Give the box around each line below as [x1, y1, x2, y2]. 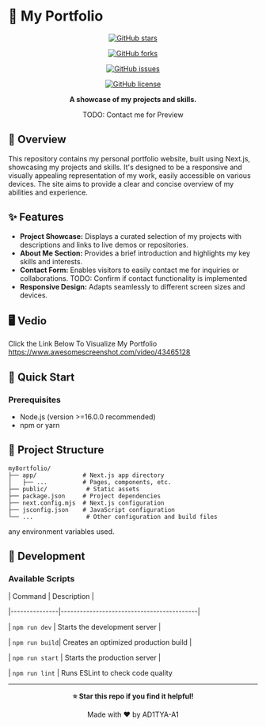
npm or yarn [19, 421, 60, 430]
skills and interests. [19, 256, 83, 266]
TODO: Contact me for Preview [82, 110, 184, 119]
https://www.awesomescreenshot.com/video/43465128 [8, 347, 191, 357]
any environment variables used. [8, 526, 115, 536]
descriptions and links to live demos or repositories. [19, 240, 188, 249]
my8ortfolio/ [8, 464, 51, 472]
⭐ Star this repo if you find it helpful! [72, 691, 194, 701]
